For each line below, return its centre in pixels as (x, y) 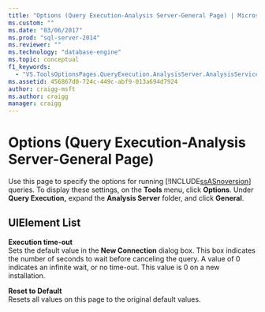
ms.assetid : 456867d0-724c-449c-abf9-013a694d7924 (93, 81)
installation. (27, 275)
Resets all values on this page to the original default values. (105, 299)
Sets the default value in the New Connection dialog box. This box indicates (132, 250)
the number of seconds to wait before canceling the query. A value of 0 (124, 258)
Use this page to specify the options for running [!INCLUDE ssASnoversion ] (130, 182)
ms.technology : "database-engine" (65, 52)
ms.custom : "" (32, 23)
